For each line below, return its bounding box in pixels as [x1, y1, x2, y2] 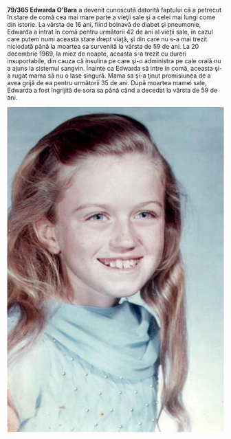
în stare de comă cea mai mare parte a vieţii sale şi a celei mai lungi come [7, 13, 216, 21]
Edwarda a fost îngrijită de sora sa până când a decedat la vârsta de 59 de [7, 86, 218, 94]
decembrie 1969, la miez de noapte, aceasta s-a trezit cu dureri [7, 49, 187, 58]
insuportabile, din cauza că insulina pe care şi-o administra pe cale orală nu [7, 57, 221, 65]
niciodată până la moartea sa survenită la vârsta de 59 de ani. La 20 [7, 43, 199, 50]
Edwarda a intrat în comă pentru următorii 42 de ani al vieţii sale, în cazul [7, 27, 213, 36]
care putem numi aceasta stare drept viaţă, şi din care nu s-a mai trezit [7, 35, 208, 43]
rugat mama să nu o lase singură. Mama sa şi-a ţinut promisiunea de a [12, 71, 211, 80]
